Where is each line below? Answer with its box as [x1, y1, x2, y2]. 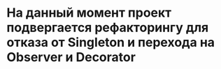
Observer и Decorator [6, 49, 136, 66]
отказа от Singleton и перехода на [6, 35, 215, 50]
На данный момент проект [6, 5, 172, 21]
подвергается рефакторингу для [6, 20, 209, 36]
